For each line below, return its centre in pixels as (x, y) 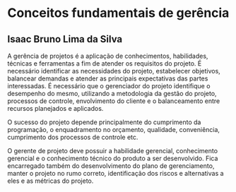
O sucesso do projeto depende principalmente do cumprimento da (104, 122)
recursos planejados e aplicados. (55, 108)
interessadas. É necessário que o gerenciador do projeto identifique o (109, 86)
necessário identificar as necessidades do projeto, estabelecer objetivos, (114, 71)
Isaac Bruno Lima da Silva (65, 39)
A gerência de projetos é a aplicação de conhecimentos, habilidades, (108, 56)
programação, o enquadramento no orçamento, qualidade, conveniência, (114, 130)
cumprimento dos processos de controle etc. (73, 137)
